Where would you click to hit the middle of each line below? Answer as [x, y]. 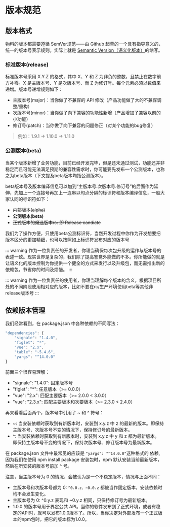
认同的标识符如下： [29, 199]
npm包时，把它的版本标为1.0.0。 [55, 519]
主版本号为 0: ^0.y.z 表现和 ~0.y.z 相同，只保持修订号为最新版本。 [81, 500]
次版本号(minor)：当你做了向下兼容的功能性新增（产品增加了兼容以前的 [87, 113]
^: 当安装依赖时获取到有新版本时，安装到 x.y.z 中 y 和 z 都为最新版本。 [86, 436]
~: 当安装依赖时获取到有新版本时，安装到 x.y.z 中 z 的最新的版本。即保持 [88, 423]
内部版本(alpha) [29, 210]
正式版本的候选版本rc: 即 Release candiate [57, 222]
